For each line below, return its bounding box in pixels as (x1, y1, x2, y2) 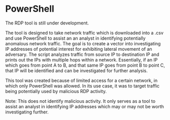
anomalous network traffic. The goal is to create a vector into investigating (5, 40, 161, 46)
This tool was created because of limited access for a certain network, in (5, 77, 158, 83)
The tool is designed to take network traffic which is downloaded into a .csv (5, 29, 164, 36)
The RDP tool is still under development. (5, 20, 89, 26)
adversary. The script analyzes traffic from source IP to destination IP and (5, 51, 159, 57)
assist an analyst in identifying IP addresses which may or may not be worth (5, 103, 164, 109)
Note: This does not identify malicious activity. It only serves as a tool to (5, 98, 156, 104)
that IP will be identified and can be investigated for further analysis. (5, 67, 148, 74)
